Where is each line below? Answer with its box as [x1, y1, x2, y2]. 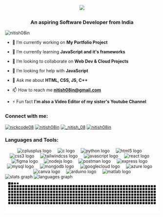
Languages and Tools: [5, 136, 59, 143]
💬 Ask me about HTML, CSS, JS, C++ [12, 77, 88, 83]
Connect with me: [5, 113, 48, 120]
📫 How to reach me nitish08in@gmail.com [12, 87, 102, 93]
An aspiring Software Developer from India [30, 19, 134, 26]
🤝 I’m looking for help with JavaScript [12, 68, 89, 74]
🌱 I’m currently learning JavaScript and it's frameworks [12, 49, 125, 55]
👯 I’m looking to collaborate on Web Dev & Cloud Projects [12, 58, 129, 65]
